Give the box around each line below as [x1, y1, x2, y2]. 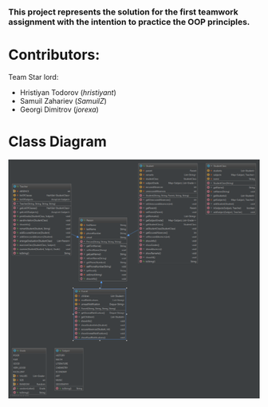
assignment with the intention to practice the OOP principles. [8, 16, 250, 27]
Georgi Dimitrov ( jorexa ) [19, 105, 100, 114]
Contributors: [8, 46, 100, 64]
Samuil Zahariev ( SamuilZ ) [19, 96, 108, 105]
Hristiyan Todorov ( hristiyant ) [19, 87, 117, 97]
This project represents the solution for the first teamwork [8, 6, 238, 18]
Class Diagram [8, 132, 108, 151]
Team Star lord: [8, 72, 59, 81]
